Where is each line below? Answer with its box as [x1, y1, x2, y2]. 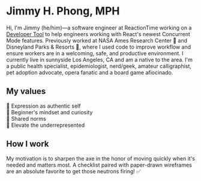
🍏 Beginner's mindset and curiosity [6, 108, 93, 115]
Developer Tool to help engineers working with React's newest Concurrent [6, 30, 191, 37]
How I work [6, 139, 49, 149]
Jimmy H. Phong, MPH [6, 4, 120, 18]
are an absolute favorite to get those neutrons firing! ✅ [6, 167, 141, 175]
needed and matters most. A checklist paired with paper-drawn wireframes [6, 161, 192, 168]
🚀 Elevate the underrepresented [6, 121, 85, 129]
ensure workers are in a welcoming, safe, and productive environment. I [6, 49, 184, 57]
